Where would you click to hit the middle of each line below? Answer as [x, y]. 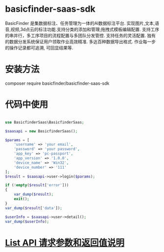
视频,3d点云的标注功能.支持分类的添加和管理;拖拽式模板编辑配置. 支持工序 [85, 29]
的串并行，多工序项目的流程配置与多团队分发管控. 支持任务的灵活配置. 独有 [80, 35]
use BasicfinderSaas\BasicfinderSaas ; [45, 122]
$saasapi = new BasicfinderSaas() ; [41, 131]
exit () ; [22, 199]
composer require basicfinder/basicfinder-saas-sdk [57, 83]
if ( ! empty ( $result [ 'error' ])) [37, 185]
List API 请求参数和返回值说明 [65, 242]
